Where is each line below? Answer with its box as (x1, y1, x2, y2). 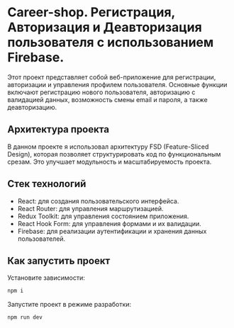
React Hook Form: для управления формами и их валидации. (17, 219, 202, 227)
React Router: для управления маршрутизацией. (17, 204, 164, 213)
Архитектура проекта (7, 123, 110, 135)
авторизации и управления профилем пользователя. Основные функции (7, 80, 228, 89)
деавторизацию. (7, 103, 57, 111)
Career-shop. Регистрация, (7, 4, 176, 21)
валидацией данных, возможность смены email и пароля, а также (7, 95, 208, 103)
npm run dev (7, 314, 43, 321)
